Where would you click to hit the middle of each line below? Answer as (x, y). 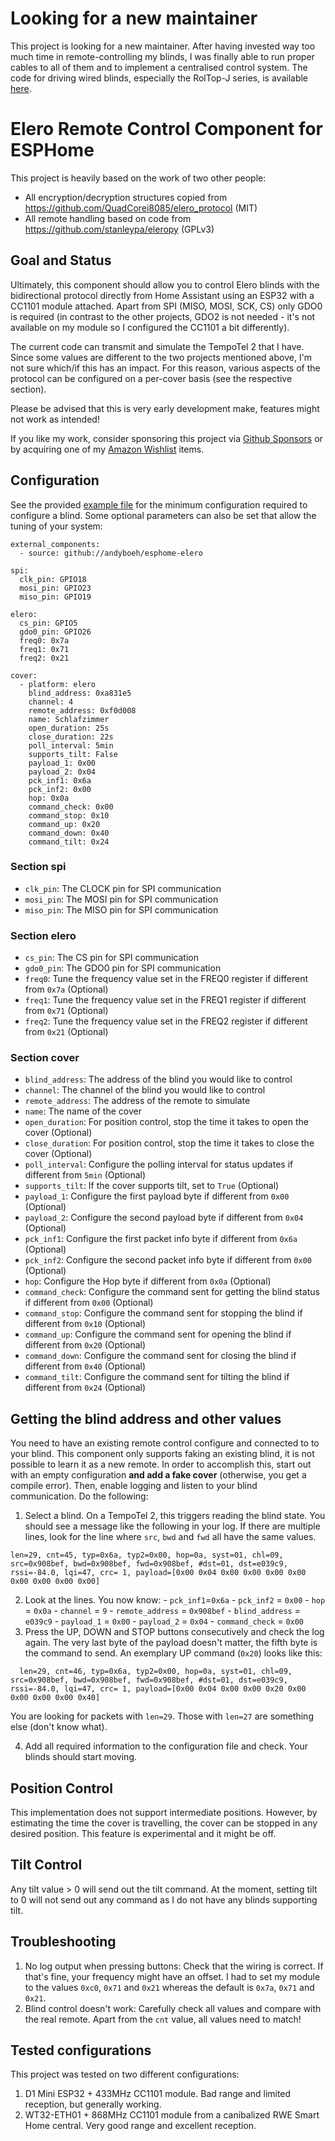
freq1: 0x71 (44, 649)
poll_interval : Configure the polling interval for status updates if (159, 1164)
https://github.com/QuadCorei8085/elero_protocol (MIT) (141, 208)
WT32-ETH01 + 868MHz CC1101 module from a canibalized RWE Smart (172, 2115)
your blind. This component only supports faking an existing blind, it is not (162, 1454)
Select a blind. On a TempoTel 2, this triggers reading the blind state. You (175, 1516)
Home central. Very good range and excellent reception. (140, 2126)
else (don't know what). (59, 1727)
